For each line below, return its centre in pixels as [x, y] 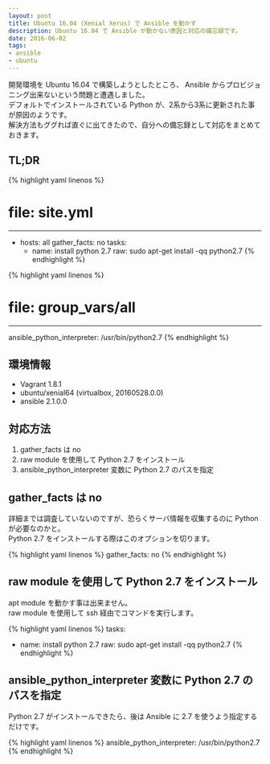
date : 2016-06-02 [37, 38]
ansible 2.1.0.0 [43, 401]
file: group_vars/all [72, 307]
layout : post [30, 16]
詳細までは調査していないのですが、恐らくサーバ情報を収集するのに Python [133, 518]
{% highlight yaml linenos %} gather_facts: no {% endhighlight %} [117, 555]
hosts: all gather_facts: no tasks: [73, 242]
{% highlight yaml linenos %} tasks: [67, 629]
